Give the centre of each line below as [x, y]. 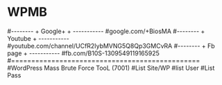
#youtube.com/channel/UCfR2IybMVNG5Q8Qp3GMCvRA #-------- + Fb [111, 46]
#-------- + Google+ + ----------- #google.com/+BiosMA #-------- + [106, 31]
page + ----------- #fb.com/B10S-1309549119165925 [83, 53]
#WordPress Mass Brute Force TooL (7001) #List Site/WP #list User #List [111, 68]
